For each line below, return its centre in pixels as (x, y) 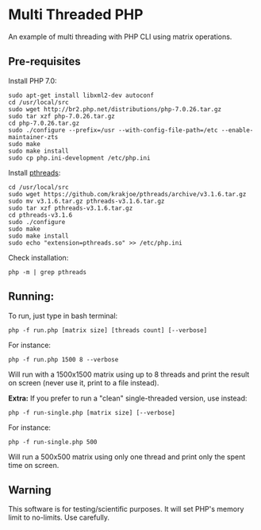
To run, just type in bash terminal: (63, 315)
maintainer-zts (33, 137)
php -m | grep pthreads (48, 272)
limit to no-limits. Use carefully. (59, 517)
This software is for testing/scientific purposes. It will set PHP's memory (126, 509)
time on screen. (34, 465)
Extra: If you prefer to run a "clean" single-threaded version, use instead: (128, 398)
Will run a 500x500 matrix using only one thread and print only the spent (127, 456)
